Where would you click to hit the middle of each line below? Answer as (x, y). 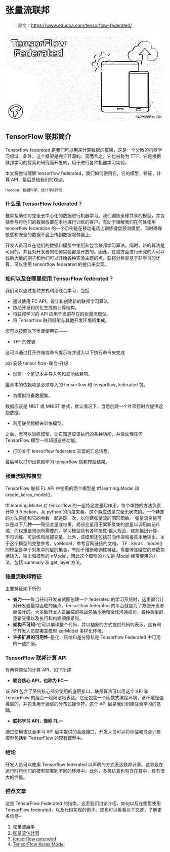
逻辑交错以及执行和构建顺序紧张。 (48, 618)
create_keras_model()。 (30, 495)
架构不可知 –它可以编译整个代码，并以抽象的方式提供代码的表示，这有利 (87, 624)
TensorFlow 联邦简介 (38, 137)
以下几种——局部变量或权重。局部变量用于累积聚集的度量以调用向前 (85, 524)
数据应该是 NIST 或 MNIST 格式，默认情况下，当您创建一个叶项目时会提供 (82, 406)
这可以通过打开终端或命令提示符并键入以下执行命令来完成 (65, 352)
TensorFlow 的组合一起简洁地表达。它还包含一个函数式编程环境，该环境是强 (84, 698)
